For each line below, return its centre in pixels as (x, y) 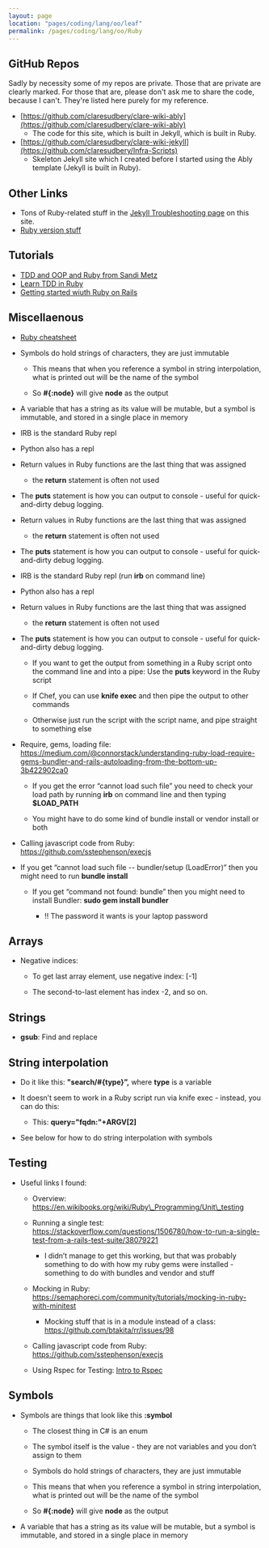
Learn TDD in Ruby (51, 284)
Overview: (49, 1198)
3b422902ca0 (44, 770)
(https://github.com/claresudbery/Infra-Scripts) (99, 151)
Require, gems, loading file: (65, 744)
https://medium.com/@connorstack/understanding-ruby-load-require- (138, 753)
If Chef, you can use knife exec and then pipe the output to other (140, 695)
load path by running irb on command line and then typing (129, 794)
